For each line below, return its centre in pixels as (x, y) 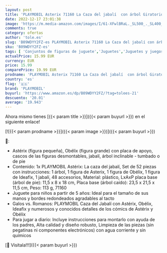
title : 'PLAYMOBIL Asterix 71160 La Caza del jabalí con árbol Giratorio (84, 14)
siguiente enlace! (23, 122)
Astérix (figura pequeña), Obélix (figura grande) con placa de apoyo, (83, 151)
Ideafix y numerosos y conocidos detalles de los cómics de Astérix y (83, 209)
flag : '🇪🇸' (17, 84)
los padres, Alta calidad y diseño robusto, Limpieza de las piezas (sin (83, 225)
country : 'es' (20, 79)
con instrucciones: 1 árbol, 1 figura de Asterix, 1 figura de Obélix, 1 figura (86, 172)
